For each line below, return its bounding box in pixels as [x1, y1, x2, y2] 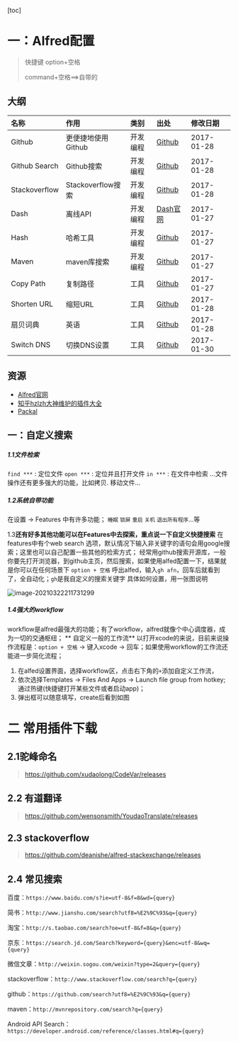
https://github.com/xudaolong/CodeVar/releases [24, 770, 166, 778]
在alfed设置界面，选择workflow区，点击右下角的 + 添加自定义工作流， [17, 666, 218, 675]
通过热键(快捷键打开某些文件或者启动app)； [17, 684, 146, 693]
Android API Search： [7, 1020, 71, 1029]
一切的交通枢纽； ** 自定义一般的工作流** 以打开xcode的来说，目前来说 [13, 633, 223, 642]
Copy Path [11, 278, 46, 288]
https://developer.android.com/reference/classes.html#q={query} [7, 1028, 204, 1035]
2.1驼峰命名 [7, 751, 57, 763]
